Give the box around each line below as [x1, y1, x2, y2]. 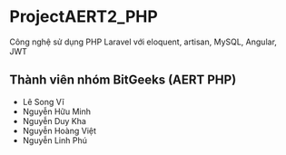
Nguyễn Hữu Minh [22, 106, 92, 117]
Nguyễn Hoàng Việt [22, 125, 97, 136]
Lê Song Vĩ [22, 96, 65, 107]
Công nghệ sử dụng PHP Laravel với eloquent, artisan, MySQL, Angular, [9, 36, 277, 47]
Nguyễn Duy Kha [22, 115, 86, 126]
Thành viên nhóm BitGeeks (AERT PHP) [9, 73, 237, 88]
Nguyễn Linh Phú [22, 134, 88, 146]
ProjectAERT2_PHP [9, 6, 159, 27]
